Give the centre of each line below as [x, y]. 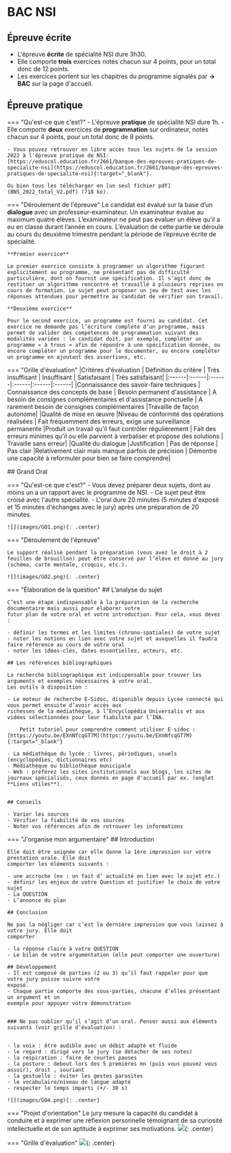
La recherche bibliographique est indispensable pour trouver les [104, 675]
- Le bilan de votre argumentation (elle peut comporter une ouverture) [114, 955]
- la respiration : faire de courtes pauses [72, 1057]
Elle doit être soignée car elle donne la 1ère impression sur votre [109, 852]
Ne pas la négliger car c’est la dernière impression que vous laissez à [115, 925]
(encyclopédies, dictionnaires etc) [60, 760]
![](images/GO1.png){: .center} [53, 527]
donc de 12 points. [43, 69]
